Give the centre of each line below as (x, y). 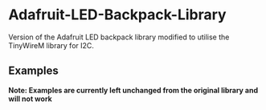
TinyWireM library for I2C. (51, 45)
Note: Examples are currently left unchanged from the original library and (133, 90)
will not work (30, 99)
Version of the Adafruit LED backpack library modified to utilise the (119, 37)
